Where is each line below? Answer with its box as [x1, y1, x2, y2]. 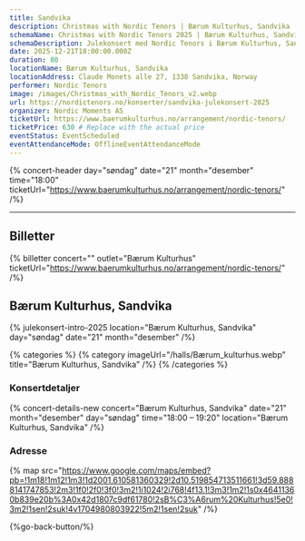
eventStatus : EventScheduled [9, 132, 120, 141]
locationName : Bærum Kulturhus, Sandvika [9, 64, 169, 74]
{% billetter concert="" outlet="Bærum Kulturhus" [9, 252, 197, 263]
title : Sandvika [9, 13, 71, 23]
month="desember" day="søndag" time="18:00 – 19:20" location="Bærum [9, 412, 289, 423]
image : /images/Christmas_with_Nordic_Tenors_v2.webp [9, 89, 218, 98]
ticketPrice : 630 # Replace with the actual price [9, 123, 205, 133]
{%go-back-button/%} [9, 521, 94, 532]
